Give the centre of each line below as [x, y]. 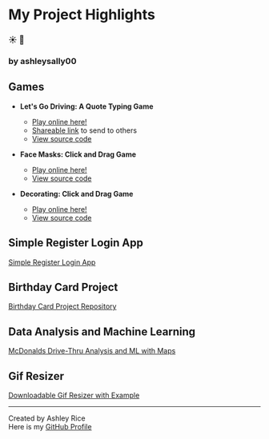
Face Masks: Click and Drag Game [78, 154]
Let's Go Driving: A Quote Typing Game [86, 106]
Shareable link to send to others [84, 130]
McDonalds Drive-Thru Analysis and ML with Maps [92, 351]
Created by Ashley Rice [47, 418]
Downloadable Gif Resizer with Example [74, 395]
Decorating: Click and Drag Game [76, 194]
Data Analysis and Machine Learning [102, 331]
